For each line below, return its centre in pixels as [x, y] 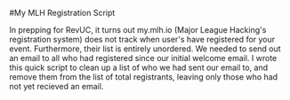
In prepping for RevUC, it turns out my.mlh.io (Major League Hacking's [138, 30]
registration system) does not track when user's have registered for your [142, 39]
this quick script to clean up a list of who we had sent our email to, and [139, 67]
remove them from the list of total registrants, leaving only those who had [144, 77]
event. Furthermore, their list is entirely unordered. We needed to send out [145, 49]
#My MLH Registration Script [62, 13]
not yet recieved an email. [56, 86]
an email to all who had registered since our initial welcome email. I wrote [143, 58]
